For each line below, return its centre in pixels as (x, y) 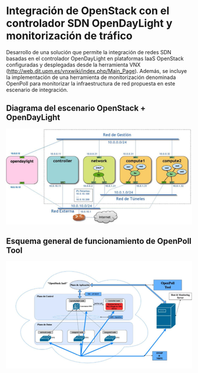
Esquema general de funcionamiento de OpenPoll (99, 241)
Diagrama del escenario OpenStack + (76, 108)
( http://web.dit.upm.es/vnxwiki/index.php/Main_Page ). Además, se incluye (97, 71)
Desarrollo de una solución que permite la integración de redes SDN (89, 52)
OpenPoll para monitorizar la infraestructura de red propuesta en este (91, 83)
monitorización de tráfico (69, 36)
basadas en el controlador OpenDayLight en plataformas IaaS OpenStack (95, 58)
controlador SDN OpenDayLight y (89, 23)
